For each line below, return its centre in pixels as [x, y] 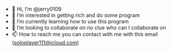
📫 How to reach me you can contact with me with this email [85, 34]
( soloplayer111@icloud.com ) [45, 43]
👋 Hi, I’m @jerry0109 [37, 9]
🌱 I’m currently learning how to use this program [70, 21]
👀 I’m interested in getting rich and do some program [76, 15]
